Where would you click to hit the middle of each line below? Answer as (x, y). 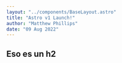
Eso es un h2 (31, 54)
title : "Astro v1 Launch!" (41, 18)
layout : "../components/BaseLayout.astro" (61, 12)
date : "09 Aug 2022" (33, 29)
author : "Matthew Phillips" (42, 23)
